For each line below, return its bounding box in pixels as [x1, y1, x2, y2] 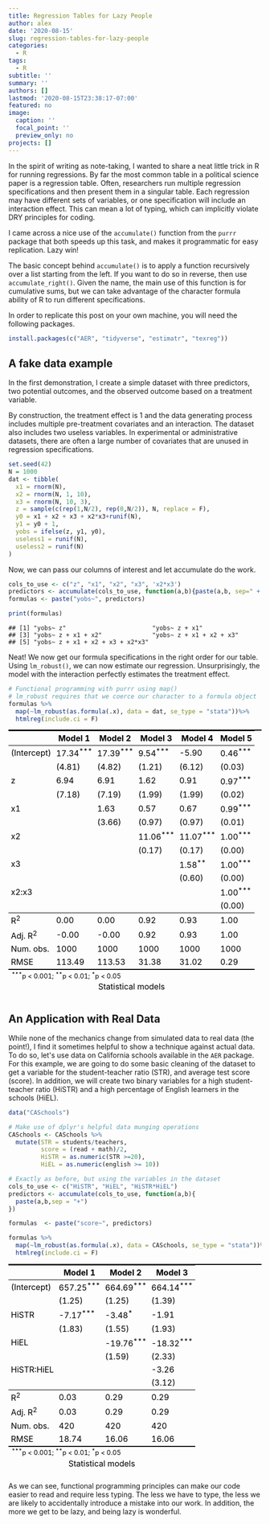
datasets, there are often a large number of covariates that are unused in [8, 436, 249, 446]
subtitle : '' [8, 72, 52, 80]
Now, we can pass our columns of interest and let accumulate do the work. [8, 565, 256, 574]
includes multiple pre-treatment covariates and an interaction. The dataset [8, 419, 255, 429]
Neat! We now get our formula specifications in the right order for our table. [8, 652, 259, 662]
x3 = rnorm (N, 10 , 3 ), [15, 498, 92, 506]
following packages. [8, 318, 76, 328]
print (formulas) [8, 610, 63, 618]
